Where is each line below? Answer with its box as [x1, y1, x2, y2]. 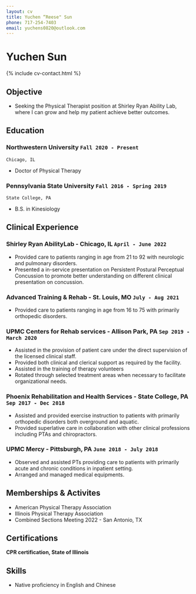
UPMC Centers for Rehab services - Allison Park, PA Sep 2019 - [6, 327, 190, 335]
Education [6, 126, 45, 136]
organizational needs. [14, 378, 68, 385]
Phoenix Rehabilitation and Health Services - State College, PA [6, 392, 188, 401]
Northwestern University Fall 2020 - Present [6, 144, 139, 152]
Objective [6, 86, 43, 97]
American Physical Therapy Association [14, 503, 112, 510]
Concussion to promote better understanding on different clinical [14, 272, 172, 279]
